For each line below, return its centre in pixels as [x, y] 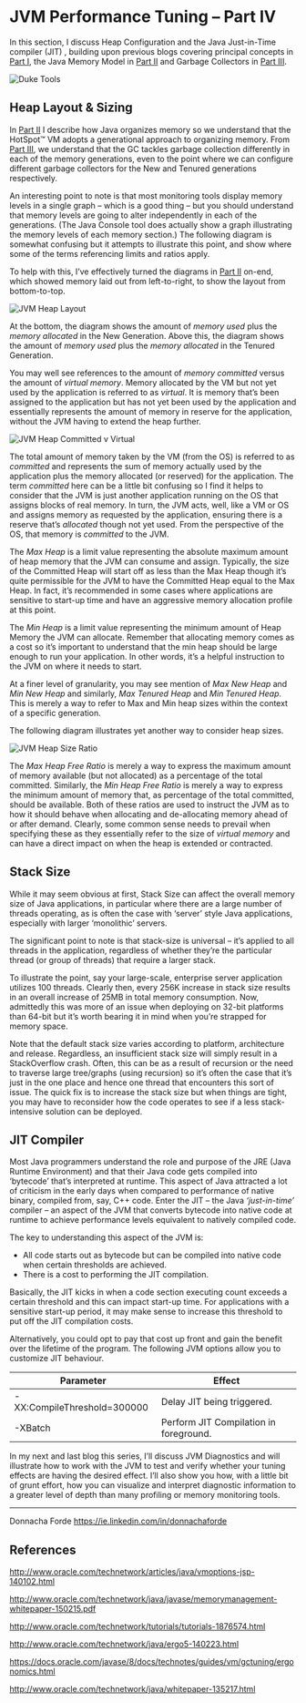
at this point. [33, 610]
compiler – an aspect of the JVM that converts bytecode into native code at [151, 1210]
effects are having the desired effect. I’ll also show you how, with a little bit [149, 1476]
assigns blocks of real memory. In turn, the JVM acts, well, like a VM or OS [149, 505]
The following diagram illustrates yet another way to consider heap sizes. [147, 730]
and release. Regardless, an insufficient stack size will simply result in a [143, 1053]
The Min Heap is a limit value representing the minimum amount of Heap [145, 627]
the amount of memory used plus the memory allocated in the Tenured [142, 345]
